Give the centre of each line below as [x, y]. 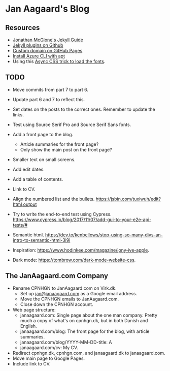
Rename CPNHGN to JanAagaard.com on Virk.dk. [64, 288]
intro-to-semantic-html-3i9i [41, 240]
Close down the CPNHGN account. [57, 304]
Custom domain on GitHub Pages [47, 51]
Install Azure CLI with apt [39, 56]
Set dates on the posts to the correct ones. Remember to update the [84, 109]
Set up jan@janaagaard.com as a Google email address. [79, 293]
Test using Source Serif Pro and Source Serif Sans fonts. [72, 125]
